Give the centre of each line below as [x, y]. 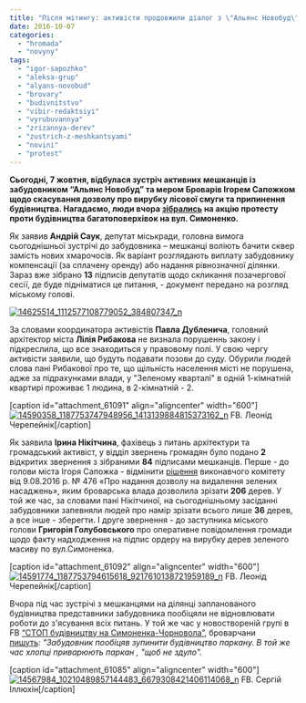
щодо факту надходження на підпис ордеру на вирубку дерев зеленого [149, 539]
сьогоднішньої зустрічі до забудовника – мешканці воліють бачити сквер [152, 245]
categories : [32, 35]
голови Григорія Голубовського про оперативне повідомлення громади [151, 529]
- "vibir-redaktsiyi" [59, 111]
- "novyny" [38, 52]
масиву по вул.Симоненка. [62, 549]
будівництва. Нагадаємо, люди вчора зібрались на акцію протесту [144, 208]
